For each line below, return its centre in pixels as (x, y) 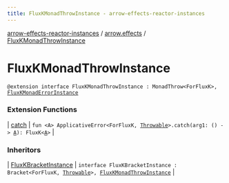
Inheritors (24, 150)
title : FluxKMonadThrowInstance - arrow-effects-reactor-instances (106, 13)
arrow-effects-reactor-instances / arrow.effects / (77, 33)
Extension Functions (42, 109)
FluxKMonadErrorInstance (43, 93)
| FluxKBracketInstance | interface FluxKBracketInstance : (92, 165)
